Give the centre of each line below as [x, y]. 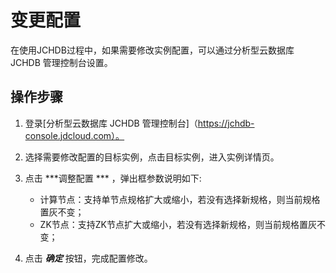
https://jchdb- [226, 123]
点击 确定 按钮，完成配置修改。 [88, 258]
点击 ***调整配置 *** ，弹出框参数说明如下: [113, 178]
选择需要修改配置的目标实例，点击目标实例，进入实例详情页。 [152, 157]
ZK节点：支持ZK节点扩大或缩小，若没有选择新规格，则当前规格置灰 [178, 224]
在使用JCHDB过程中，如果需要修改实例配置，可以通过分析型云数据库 [152, 50]
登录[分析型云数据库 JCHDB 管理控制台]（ [111, 123]
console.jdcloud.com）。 [74, 135]
